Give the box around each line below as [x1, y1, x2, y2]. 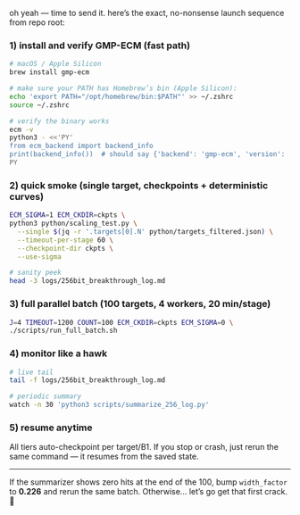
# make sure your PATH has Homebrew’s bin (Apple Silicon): [9, 84, 238, 93]
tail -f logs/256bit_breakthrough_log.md [9, 376, 166, 385]
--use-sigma [17, 252, 62, 262]
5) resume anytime [9, 421, 93, 434]
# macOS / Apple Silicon [9, 60, 102, 69]
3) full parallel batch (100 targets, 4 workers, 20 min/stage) [9, 298, 271, 311]
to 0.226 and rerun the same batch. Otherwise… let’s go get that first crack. [9, 486, 288, 497]
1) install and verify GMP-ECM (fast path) [9, 39, 190, 52]
